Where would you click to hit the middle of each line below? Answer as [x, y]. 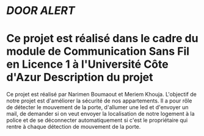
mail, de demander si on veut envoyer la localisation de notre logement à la [100, 114]
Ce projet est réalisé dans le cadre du [102, 39]
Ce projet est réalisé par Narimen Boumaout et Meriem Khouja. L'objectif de [101, 95]
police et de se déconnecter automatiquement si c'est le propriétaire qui [97, 120]
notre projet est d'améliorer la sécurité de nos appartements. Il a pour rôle [99, 101]
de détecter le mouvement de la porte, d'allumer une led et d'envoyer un [97, 107]
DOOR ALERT [41, 11]
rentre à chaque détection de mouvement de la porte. [74, 127]
